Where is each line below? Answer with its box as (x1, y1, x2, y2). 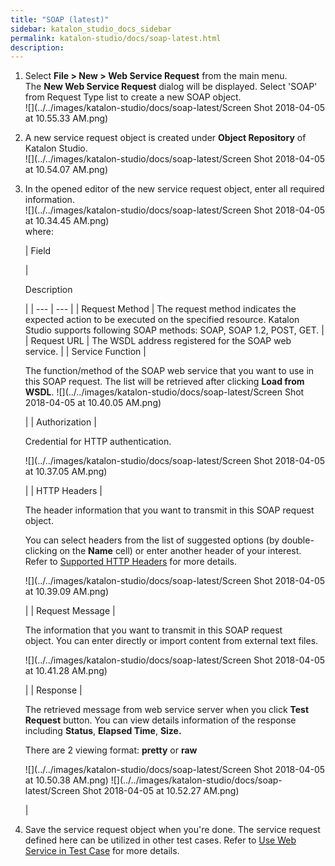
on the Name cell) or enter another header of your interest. (59, 545, 302, 557)
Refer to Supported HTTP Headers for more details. (24, 556, 237, 568)
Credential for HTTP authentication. (24, 436, 172, 448)
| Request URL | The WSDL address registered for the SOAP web (24, 335, 292, 347)
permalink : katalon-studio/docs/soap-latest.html (10, 33, 222, 43)
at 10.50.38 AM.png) (24, 774, 109, 786)
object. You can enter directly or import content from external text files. (24, 635, 319, 647)
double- (281, 534, 315, 546)
